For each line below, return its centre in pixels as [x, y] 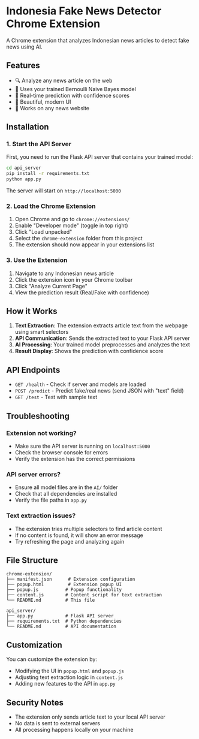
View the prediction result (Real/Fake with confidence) [82, 292]
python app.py [24, 179]
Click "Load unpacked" [43, 232]
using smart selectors [42, 332]
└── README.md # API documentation [61, 627]
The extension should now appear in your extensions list [85, 245]
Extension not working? [41, 433]
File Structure [32, 560]
